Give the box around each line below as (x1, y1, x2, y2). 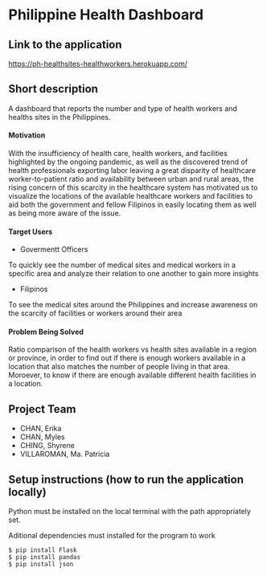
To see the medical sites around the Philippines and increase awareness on (8, 300, 258, 310)
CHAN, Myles (19, 432, 66, 442)
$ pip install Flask (8, 546, 78, 554)
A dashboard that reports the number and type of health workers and (8, 103, 237, 113)
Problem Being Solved (8, 327, 84, 336)
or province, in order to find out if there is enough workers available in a (8, 353, 246, 363)
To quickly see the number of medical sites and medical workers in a (8, 260, 236, 270)
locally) (8, 485, 47, 499)
